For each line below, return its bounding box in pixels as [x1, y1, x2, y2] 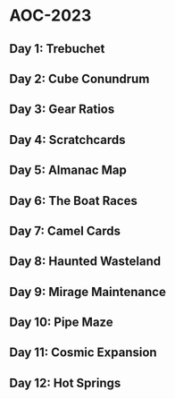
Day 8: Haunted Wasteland [9, 254, 162, 269]
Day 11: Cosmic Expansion [9, 345, 158, 361]
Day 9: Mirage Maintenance [9, 284, 167, 300]
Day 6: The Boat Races [9, 193, 138, 208]
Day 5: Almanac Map [9, 163, 127, 178]
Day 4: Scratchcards [9, 132, 127, 148]
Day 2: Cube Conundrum [9, 71, 150, 86]
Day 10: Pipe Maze [9, 315, 113, 330]
